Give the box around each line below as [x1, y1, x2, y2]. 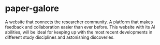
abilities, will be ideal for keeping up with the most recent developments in [5, 29, 153, 35]
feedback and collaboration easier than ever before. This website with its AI [5, 24, 156, 30]
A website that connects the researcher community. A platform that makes [5, 19, 153, 25]
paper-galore [5, 3, 59, 14]
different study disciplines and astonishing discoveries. [5, 34, 115, 40]
